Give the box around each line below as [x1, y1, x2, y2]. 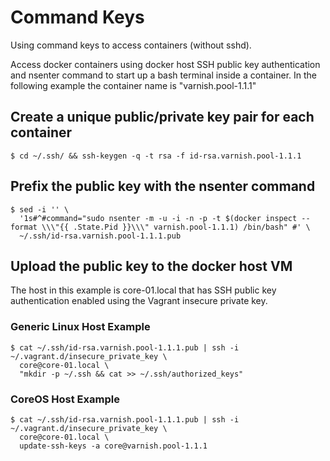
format [10, 222, 38, 232]
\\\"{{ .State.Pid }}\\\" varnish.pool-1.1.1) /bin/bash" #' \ [41, 222, 311, 232]
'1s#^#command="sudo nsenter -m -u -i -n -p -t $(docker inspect [19, 213, 298, 223]
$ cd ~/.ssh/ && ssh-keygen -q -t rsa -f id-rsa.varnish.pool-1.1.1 [10, 151, 302, 161]
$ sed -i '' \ [10, 204, 70, 215]
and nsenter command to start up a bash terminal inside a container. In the [10, 69, 318, 81]
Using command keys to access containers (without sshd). [10, 39, 252, 51]
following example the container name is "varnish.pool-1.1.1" [10, 79, 257, 91]
